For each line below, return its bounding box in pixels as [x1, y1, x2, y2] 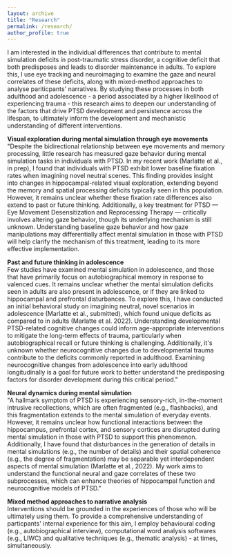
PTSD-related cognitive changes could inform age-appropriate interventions [7, 324, 224, 332]
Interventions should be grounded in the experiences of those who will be [7, 505, 217, 513]
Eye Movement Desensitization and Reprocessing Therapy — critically [7, 208, 207, 217]
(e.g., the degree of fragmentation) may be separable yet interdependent [7, 455, 215, 463]
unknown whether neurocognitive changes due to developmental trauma [7, 346, 214, 355]
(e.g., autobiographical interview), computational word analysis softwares [7, 527, 216, 535]
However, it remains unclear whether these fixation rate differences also [7, 194, 212, 202]
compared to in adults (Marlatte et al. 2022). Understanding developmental [7, 317, 221, 325]
